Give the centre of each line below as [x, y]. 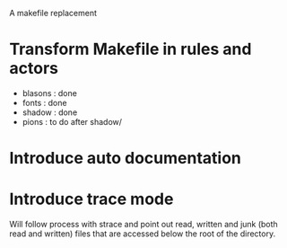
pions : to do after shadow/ [72, 121]
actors [34, 69]
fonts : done [44, 102]
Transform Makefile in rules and [130, 49]
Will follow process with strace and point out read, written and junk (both [143, 225]
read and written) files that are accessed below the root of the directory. [143, 234]
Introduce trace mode [91, 199]
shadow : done [50, 112]
